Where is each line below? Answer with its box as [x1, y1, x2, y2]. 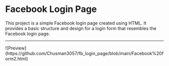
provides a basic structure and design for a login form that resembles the [5, 25, 157, 31]
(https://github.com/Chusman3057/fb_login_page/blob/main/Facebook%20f [5, 50, 164, 56]
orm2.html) [5, 55, 29, 61]
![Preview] [5, 45, 27, 51]
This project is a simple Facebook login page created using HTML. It [5, 20, 147, 26]
